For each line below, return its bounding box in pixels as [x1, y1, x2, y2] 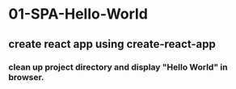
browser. [8, 71, 44, 83]
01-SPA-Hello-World [8, 5, 148, 23]
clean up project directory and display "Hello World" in [8, 61, 228, 73]
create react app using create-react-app [8, 37, 216, 51]
